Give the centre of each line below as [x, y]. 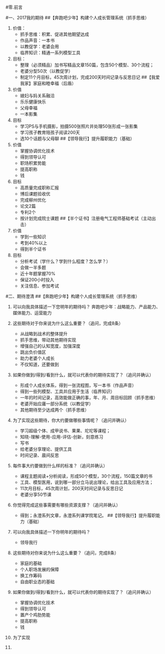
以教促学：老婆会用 [40, 46]
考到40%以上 [34, 243]
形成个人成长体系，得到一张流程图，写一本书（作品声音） [78, 385]
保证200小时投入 [37, 280]
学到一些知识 [33, 237]
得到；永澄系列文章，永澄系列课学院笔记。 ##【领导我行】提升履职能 [90, 515]
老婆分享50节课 [36, 494]
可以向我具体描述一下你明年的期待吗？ [51, 532]
